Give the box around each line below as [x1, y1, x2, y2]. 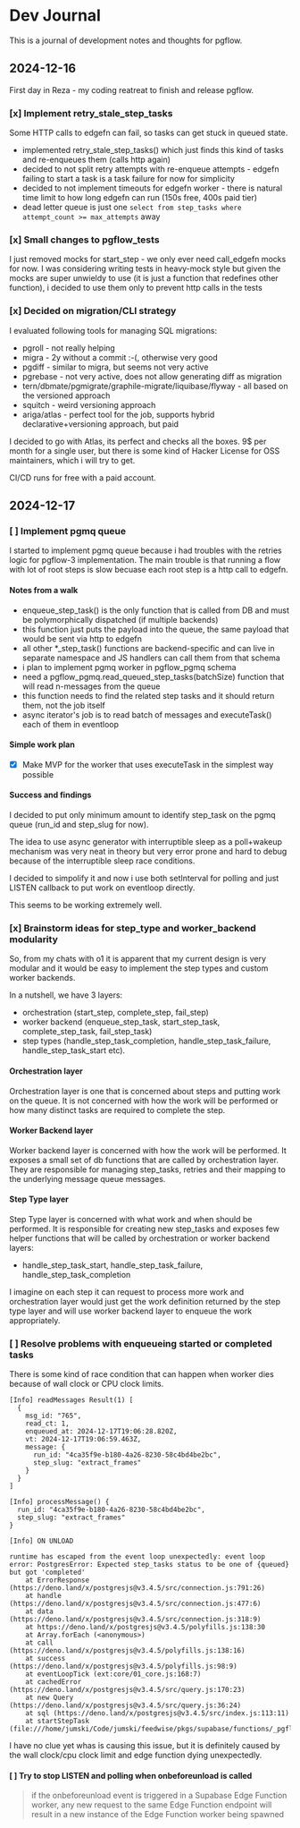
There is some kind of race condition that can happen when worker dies [9, 1369, 274, 1380]
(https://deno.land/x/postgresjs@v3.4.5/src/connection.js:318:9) [9, 1615, 262, 1624]
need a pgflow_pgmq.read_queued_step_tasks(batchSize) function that [21, 671, 285, 682]
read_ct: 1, [25, 1419, 70, 1428]
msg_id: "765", [25, 1411, 82, 1421]
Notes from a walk [9, 584, 79, 595]
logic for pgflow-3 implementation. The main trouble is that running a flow [9, 555, 281, 565]
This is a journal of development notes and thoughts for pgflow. [9, 35, 243, 46]
